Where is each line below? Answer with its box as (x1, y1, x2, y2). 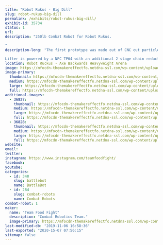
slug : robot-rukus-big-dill (5, 12, 62, 17)
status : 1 (5, 25, 25, 30)
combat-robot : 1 (5, 201, 38, 206)
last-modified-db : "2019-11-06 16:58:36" (5, 224, 90, 228)
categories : (5, 169, 29, 174)
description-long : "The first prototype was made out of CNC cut (5, 47, 140, 52)
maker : (5, 205, 18, 210)
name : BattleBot (14, 183, 47, 188)
